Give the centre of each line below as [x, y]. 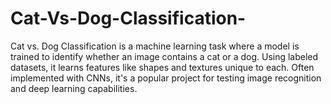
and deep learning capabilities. [74, 88]
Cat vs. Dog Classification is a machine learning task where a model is [155, 46]
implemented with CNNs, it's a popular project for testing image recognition [166, 78]
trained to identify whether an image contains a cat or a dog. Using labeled [164, 56]
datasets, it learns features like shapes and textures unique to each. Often [162, 67]
